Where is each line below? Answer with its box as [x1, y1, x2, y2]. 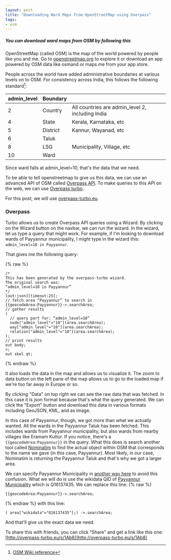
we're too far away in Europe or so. [5, 381, 79, 387]
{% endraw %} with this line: [5, 500, 65, 506]
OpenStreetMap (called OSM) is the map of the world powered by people [5, 51, 159, 57]
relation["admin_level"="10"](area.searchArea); [10, 329, 115, 335]
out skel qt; [5, 352, 33, 357]
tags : [5, 17, 17, 22]
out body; [5, 343, 26, 348]
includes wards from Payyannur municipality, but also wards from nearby [5, 428, 159, 434]
